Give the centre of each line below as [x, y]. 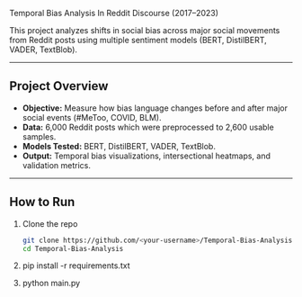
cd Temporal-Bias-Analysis [73, 248]
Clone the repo [50, 223]
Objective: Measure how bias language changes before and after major [155, 108]
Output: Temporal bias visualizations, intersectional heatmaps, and [147, 156]
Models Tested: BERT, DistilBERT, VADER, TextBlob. [119, 146]
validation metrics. [57, 165]
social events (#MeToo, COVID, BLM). [92, 117]
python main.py [51, 283]
